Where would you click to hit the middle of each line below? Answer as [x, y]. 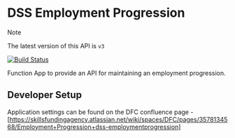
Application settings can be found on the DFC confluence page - [100, 112]
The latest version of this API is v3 [56, 46]
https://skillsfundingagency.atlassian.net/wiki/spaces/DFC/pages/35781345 [119, 119]
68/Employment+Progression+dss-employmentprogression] [94, 127]
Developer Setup [45, 95]
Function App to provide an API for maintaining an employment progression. [116, 73]
